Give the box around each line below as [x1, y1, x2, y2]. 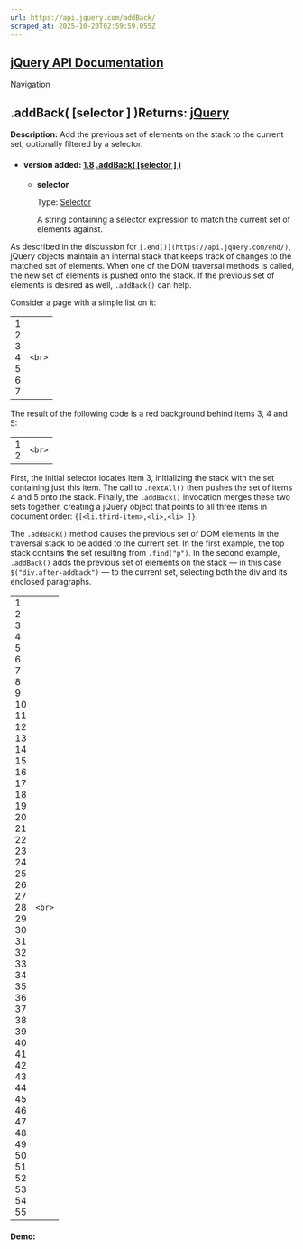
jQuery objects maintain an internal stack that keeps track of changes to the [10, 251, 292, 262]
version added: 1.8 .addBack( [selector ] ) [23, 159, 182, 170]
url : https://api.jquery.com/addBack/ [10, 13, 156, 23]
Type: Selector [36, 197, 92, 208]
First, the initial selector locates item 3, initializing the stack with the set [10, 473, 275, 484]
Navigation [10, 79, 50, 90]
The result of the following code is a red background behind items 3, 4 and [10, 408, 288, 420]
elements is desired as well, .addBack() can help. [10, 280, 192, 291]
